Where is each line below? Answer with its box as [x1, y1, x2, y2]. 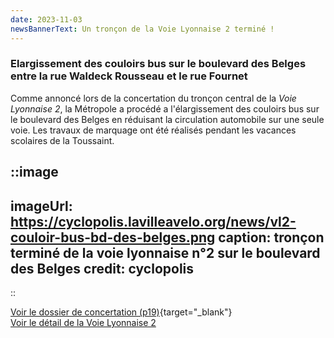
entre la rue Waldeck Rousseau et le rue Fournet [10, 69, 248, 83]
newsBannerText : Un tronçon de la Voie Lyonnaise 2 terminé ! [10, 24, 275, 34]
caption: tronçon [218, 229, 325, 246]
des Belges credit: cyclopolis [10, 260, 195, 277]
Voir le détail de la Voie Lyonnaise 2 [10, 317, 157, 328]
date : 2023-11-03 [10, 14, 83, 25]
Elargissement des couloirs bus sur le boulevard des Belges [10, 57, 307, 71]
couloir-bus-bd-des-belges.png [10, 229, 216, 246]
